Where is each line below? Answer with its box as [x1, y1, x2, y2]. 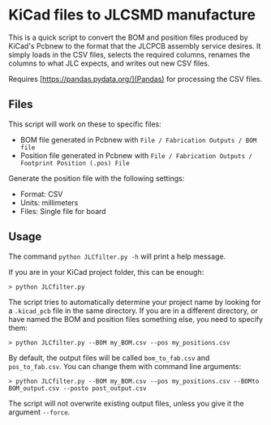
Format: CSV [19, 189, 63, 199]
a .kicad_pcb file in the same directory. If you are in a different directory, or [8, 306, 258, 316]
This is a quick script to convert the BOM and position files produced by [8, 32, 249, 42]
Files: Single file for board [19, 206, 107, 216]
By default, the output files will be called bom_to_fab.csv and [8, 353, 210, 363]
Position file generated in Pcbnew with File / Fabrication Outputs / [19, 150, 253, 160]
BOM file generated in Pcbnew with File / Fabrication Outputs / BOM [19, 135, 257, 144]
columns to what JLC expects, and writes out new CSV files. [8, 58, 210, 68]
